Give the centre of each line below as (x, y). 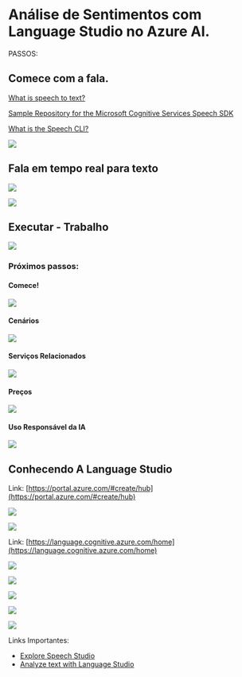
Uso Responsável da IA (47, 426)
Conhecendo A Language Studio (90, 469)
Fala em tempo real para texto (84, 169)
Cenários (24, 321)
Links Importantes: (39, 640)
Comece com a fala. (59, 78)
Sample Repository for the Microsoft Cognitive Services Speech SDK (121, 113)
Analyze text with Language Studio (77, 664)
